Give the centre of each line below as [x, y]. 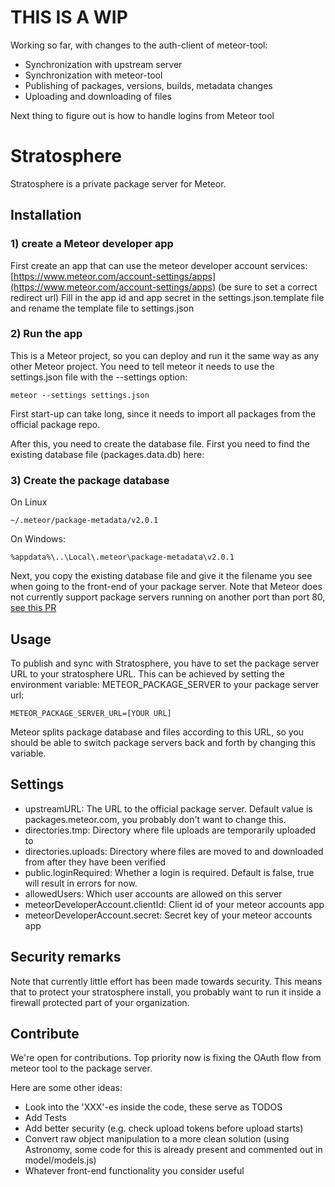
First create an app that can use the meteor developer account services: [159, 265]
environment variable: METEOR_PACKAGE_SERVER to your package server [165, 684]
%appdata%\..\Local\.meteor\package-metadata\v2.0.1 [122, 557]
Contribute [45, 1033]
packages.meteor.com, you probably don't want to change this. [155, 819]
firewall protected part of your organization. [100, 1002]
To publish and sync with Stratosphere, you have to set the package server [165, 663]
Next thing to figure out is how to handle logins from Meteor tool [142, 115]
